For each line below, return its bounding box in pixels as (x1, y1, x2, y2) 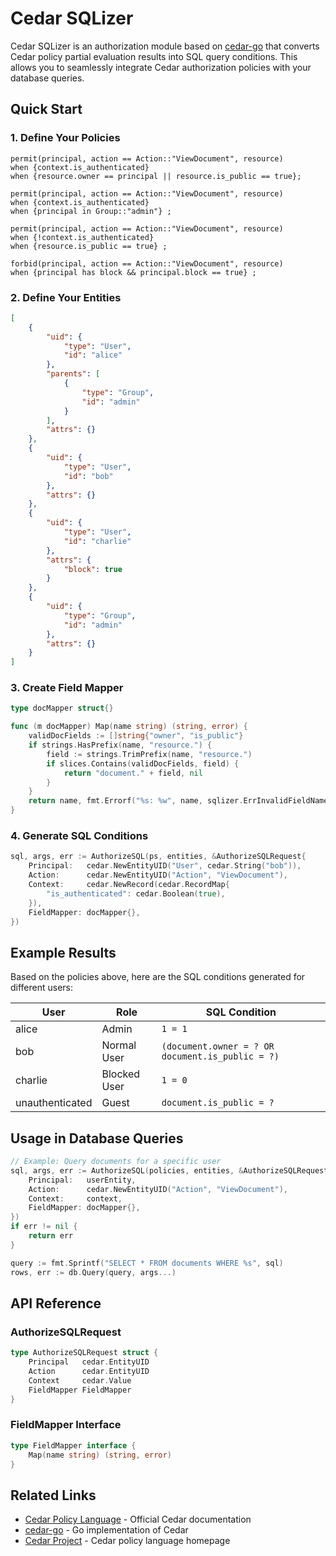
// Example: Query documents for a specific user (10, 1157, 222, 1167)
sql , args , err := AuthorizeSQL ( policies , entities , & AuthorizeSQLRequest (10, 1165, 329, 1176)
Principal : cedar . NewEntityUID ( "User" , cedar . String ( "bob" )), (28, 861, 302, 871)
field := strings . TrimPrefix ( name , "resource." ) (46, 749, 253, 759)
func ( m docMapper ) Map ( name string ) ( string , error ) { (10, 722, 248, 732)
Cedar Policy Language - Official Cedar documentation (24, 1513, 252, 1526)
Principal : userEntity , (28, 1175, 137, 1185)
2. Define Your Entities (10, 290, 122, 304)
